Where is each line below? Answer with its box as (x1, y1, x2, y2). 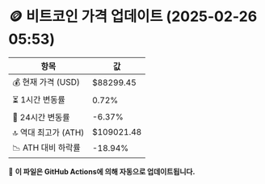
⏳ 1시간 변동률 (12, 94, 66, 105)
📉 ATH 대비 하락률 (12, 142, 81, 153)
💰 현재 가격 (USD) (12, 76, 81, 87)
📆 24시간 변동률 (12, 111, 70, 123)
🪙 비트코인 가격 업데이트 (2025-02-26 (8, 7, 258, 26)
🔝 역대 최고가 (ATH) (12, 127, 85, 138)
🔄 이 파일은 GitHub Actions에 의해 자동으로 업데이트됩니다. (8, 166, 196, 176)
